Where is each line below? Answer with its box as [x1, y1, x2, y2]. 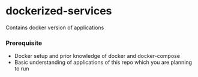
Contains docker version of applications [5, 24, 104, 31]
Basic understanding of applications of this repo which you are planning [14, 58, 193, 66]
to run [14, 65, 29, 72]
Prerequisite [5, 39, 43, 47]
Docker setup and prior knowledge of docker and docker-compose [14, 53, 181, 60]
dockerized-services [5, 4, 112, 18]
